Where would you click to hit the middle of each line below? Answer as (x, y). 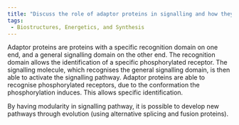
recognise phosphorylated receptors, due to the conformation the (104, 85)
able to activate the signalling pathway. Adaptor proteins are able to (106, 77)
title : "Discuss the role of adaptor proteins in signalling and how (113, 14)
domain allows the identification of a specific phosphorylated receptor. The (117, 62)
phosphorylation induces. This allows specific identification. (95, 92)
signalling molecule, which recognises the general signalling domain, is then (119, 70)
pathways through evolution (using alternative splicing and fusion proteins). (118, 114)
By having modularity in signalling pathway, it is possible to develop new (113, 107)
